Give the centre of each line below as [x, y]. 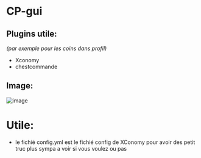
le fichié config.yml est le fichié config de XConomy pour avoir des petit [105, 142]
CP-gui [24, 11]
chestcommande [36, 66]
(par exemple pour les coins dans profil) [57, 48]
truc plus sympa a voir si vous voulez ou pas [71, 148]
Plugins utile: [32, 34]
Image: [20, 86]
